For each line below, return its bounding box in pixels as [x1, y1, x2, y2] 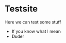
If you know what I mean [11, 28, 61, 34]
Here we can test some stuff [4, 19, 61, 25]
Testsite [4, 3, 38, 14]
